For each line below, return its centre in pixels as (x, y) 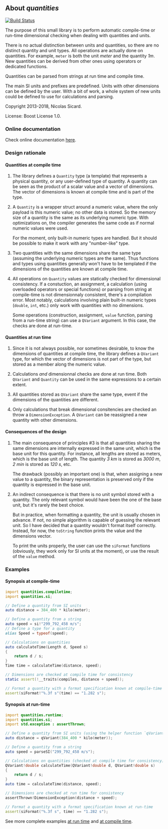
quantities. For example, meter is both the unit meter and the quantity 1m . (80, 56)
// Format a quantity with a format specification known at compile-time (84, 688)
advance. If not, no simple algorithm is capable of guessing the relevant (86, 520)
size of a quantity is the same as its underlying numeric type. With (80, 218)
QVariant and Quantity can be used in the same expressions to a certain (87, 379)
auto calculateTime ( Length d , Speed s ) (47, 647)
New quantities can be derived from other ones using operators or (73, 61)
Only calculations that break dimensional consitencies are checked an (84, 409)
